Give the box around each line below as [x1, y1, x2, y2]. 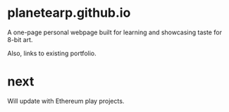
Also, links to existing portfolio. [7, 49, 97, 57]
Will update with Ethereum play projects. [7, 97, 125, 105]
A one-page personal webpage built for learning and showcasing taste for [7, 28, 222, 36]
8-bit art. [7, 35, 33, 43]
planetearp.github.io [7, 5, 131, 21]
